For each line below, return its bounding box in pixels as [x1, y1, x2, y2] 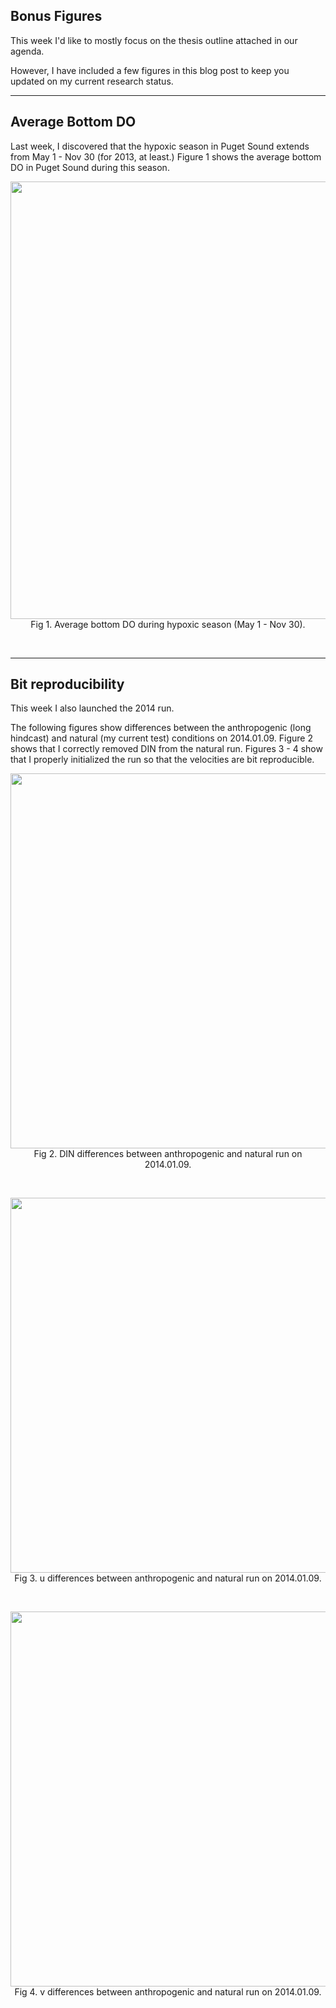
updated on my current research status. [10, 75, 174, 87]
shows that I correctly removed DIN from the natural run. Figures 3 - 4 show [10, 743, 323, 755]
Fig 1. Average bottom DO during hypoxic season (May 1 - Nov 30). [30, 618, 306, 630]
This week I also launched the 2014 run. [10, 702, 175, 714]
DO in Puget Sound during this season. [10, 161, 170, 173]
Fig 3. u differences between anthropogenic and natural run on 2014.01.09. [14, 1572, 322, 1584]
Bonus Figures [10, 8, 103, 25]
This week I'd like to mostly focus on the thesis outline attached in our [10, 34, 298, 46]
